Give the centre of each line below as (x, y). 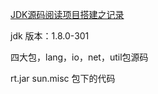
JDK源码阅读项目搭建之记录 (67, 14)
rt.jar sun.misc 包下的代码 (63, 78)
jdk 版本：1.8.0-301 (50, 36)
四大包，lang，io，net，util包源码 (79, 57)
